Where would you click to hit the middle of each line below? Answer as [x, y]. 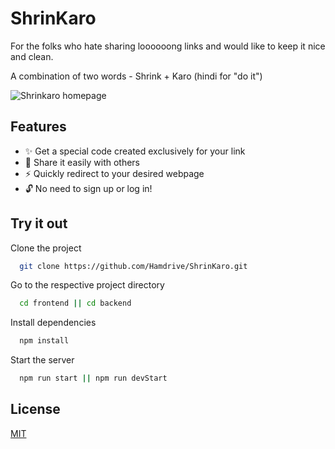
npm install [44, 341]
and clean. [32, 56]
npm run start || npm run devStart [93, 378]
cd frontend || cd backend [75, 303]
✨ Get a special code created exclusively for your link [135, 151]
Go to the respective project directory [87, 285]
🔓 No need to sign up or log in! [88, 188]
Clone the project [46, 248]
